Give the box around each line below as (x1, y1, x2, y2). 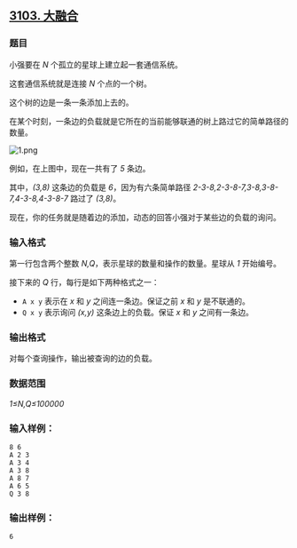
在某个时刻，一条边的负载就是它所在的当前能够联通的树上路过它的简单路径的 (9, 115, 289, 126)
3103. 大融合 (9, 8, 79, 24)
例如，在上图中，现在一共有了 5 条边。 (9, 163, 151, 173)
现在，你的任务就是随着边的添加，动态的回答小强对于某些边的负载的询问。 (9, 211, 281, 222)
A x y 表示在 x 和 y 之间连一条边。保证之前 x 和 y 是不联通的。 (21, 296, 251, 306)
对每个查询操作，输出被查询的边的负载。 (9, 353, 157, 364)
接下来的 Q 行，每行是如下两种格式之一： (9, 276, 160, 287)
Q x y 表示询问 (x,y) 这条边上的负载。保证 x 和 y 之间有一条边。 (21, 306, 254, 317)
